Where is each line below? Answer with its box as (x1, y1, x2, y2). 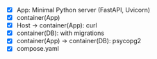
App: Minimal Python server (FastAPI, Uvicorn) (16, 6, 151, 14)
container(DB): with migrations (16, 29, 105, 37)
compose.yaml (16, 45, 60, 53)
